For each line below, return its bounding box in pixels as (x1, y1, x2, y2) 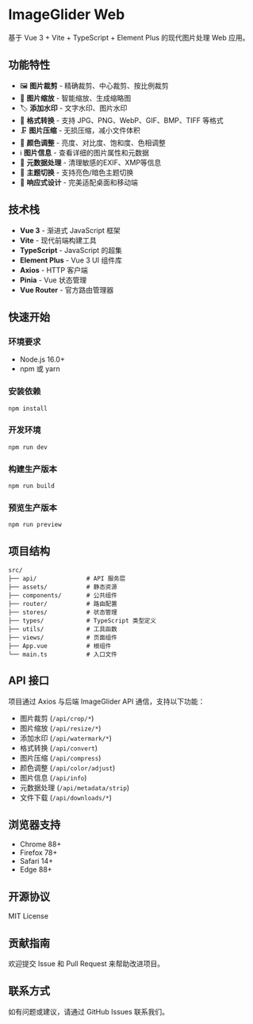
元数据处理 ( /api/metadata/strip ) (19, 783, 129, 792)
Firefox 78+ (19, 848, 58, 857)
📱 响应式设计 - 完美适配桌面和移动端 (19, 177, 139, 187)
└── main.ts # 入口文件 (8, 650, 117, 658)
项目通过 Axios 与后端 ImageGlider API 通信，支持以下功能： (8, 696, 205, 706)
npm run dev (8, 443, 48, 451)
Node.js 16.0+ (19, 355, 65, 364)
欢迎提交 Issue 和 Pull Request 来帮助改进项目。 (8, 959, 165, 968)
